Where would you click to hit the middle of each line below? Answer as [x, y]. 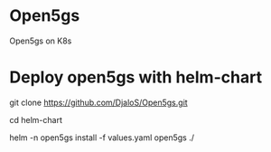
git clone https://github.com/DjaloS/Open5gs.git [98, 102]
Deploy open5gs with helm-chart [136, 77]
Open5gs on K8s [41, 41]
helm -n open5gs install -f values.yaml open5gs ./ [102, 138]
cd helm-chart [36, 119]
